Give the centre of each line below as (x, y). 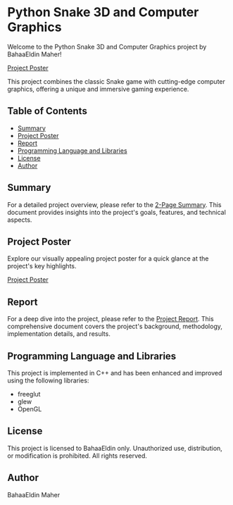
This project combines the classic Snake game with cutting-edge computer (116, 81)
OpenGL (30, 409)
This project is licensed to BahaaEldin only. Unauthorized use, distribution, (115, 448)
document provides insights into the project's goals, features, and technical (117, 212)
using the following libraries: (48, 380)
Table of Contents (48, 111)
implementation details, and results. (59, 334)
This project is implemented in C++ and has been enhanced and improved (115, 373)
